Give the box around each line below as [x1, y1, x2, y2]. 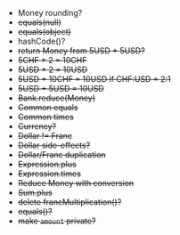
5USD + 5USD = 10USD [17, 84, 104, 93]
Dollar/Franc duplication [17, 150, 106, 159]
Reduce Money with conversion [17, 178, 135, 188]
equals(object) [17, 27, 71, 36]
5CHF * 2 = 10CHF [17, 55, 87, 65]
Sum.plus [17, 187, 53, 198]
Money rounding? [17, 8, 83, 18]
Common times [17, 111, 74, 122]
